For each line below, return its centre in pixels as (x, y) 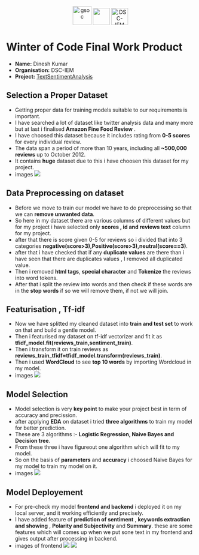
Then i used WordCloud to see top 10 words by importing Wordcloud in (103, 362)
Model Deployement (45, 492)
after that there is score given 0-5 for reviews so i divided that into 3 (99, 239)
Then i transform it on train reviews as (62, 349)
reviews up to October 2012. (50, 154)
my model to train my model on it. (56, 466)
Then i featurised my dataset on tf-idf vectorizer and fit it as (88, 337)
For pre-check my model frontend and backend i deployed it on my (98, 507)
